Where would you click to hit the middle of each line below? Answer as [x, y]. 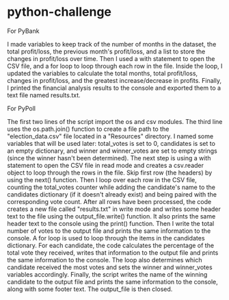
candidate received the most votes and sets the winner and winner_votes [110, 267]
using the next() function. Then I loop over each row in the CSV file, [102, 179]
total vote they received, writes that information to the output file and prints [113, 252]
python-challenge [59, 12]
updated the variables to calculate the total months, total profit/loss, [103, 73]
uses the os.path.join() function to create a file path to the [88, 129]
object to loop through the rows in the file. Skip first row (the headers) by [110, 173]
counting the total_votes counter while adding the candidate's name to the [111, 187]
